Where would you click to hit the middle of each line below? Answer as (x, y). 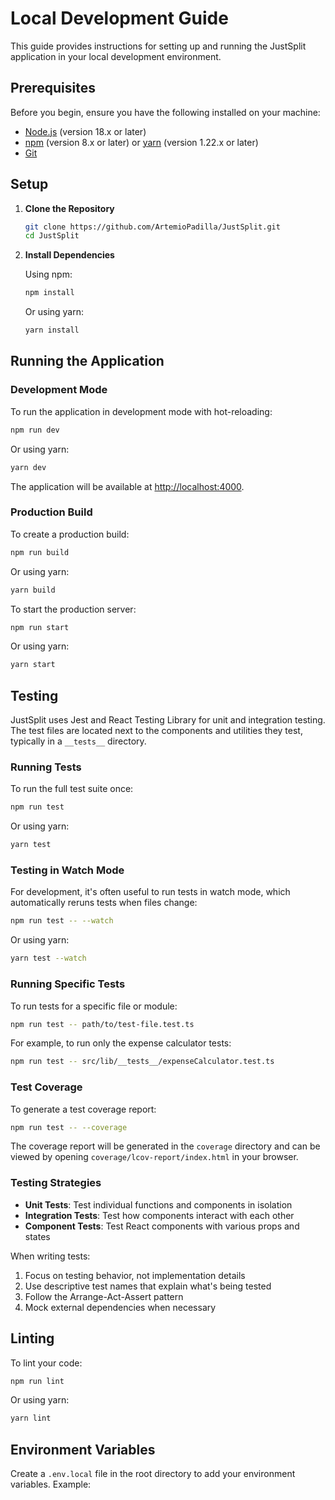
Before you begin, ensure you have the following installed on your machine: (165, 112)
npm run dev (35, 430)
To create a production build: (70, 534)
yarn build (33, 590)
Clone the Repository (69, 208)
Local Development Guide (119, 18)
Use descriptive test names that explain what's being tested (148, 1286)
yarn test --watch (48, 958)
